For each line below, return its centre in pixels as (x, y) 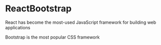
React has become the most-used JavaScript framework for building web (81, 22)
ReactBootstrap (38, 9)
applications (18, 27)
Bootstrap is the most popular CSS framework (52, 37)
